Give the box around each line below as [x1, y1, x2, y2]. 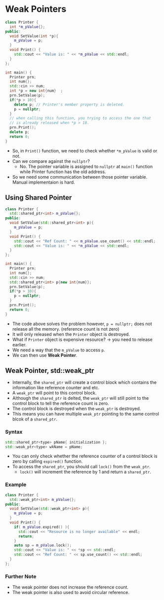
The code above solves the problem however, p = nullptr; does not [12, 321, 152, 327]
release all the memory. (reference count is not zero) [12, 326, 120, 332]
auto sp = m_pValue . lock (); [14, 543, 72, 548]
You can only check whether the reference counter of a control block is [12, 453, 158, 459]
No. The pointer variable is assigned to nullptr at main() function [19, 163, 153, 169]
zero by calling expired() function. [12, 458, 83, 464]
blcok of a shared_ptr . [12, 416, 58, 422]
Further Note [5, 573, 37, 580]
